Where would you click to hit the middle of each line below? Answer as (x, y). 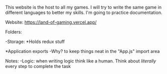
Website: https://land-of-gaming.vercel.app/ (51, 22)
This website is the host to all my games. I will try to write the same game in (83, 7)
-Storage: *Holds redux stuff (35, 41)
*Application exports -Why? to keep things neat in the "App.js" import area (82, 51)
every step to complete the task (38, 66)
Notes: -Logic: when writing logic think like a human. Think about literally (81, 61)
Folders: (14, 32)
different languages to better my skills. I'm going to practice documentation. (84, 12)
